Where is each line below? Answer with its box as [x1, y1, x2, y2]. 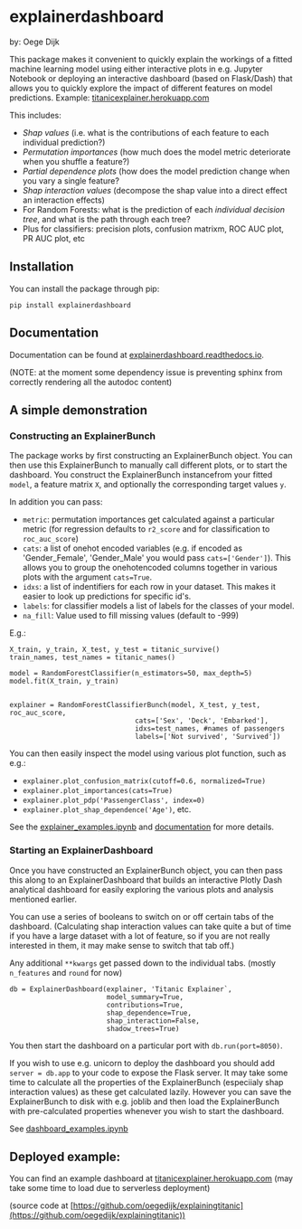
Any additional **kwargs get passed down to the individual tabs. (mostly [9, 957, 276, 969]
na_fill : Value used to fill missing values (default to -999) [22, 610, 240, 621]
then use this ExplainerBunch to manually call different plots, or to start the [9, 459, 288, 471]
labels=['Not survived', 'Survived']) [134, 733, 281, 742]
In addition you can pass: [9, 496, 103, 507]
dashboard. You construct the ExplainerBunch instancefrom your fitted [9, 469, 273, 480]
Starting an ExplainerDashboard [9, 844, 154, 856]
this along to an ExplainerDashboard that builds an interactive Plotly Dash [9, 874, 283, 885]
